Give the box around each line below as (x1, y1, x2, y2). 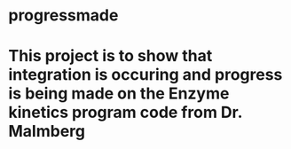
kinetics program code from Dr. (8, 103, 243, 122)
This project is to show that (8, 46, 213, 67)
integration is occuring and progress (8, 65, 283, 85)
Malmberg (8, 122, 86, 142)
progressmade (8, 5, 119, 26)
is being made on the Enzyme (8, 83, 230, 104)
